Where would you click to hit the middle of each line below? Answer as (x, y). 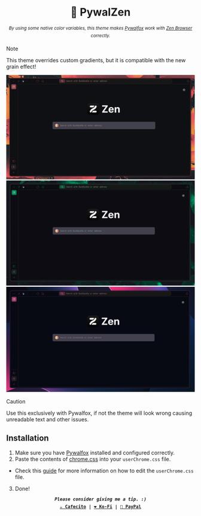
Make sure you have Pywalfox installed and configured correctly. (95, 453)
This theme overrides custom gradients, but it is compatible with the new (96, 60)
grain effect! (21, 67)
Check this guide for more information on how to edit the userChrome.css (104, 471)
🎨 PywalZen (100, 12)
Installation (28, 438)
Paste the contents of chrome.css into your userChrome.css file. (93, 459)
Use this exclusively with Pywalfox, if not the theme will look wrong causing (99, 413)
